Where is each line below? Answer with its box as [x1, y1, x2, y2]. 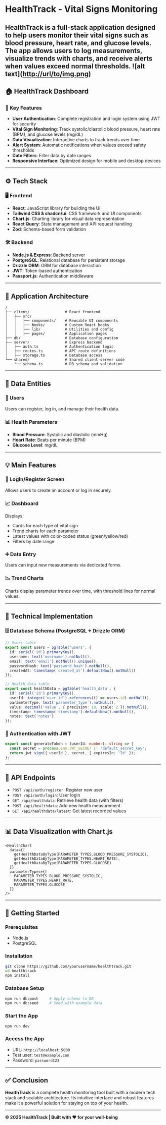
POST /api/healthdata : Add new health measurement [12, 802, 121, 808]
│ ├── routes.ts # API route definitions [5, 348, 116, 354]
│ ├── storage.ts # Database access [5, 353, 103, 358]
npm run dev [5, 1023, 30, 1029]
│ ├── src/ [5, 314, 32, 319]
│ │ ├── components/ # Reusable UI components [5, 318, 119, 323]
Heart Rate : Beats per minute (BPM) [12, 437, 86, 443]
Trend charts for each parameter [12, 528, 79, 534]
